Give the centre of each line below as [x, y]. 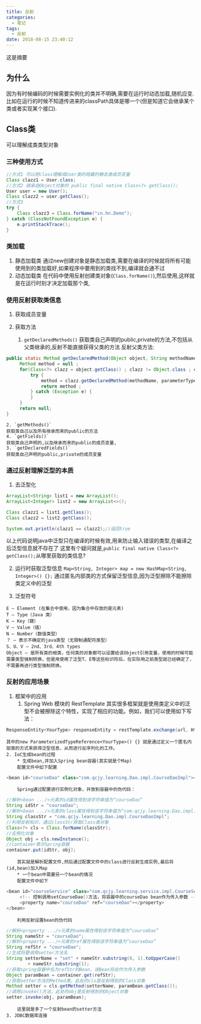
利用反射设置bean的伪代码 [45, 920]
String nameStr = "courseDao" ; [45, 936]
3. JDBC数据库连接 [27, 1016]
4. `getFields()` [28, 436]
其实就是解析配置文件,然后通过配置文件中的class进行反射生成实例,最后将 [95, 862]
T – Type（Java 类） [31, 615]
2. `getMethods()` [29, 425]
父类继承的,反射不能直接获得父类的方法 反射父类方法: [89, 347]
